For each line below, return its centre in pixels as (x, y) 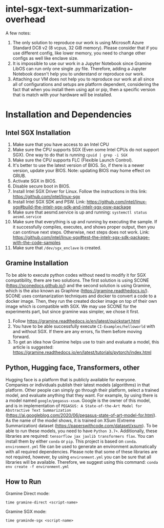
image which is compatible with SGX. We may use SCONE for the (71, 306)
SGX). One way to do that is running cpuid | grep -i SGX (70, 155)
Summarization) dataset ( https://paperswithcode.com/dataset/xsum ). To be (82, 425)
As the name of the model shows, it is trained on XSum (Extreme (71, 420)
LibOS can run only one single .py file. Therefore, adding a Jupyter (80, 68)
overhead (25, 19)
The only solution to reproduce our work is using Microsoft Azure (78, 42)
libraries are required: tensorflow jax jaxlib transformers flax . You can (80, 436)
